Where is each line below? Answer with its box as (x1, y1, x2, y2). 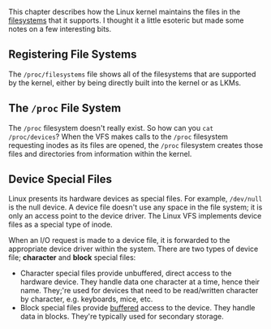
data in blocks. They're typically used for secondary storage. (19, 312, 225, 322)
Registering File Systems (8, 48, 137, 62)
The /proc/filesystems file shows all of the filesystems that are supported (8, 69, 256, 79)
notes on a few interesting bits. (8, 24, 112, 33)
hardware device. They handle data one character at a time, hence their (19, 277, 260, 287)
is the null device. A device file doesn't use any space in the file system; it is (8, 202, 263, 212)
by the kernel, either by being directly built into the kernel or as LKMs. (8, 77, 242, 88)
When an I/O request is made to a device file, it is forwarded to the (8, 236, 230, 245)
